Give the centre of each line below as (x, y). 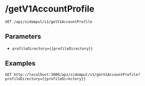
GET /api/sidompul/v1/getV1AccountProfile (49, 22)
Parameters (23, 36)
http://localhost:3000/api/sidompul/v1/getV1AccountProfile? (77, 74)
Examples (20, 64)
